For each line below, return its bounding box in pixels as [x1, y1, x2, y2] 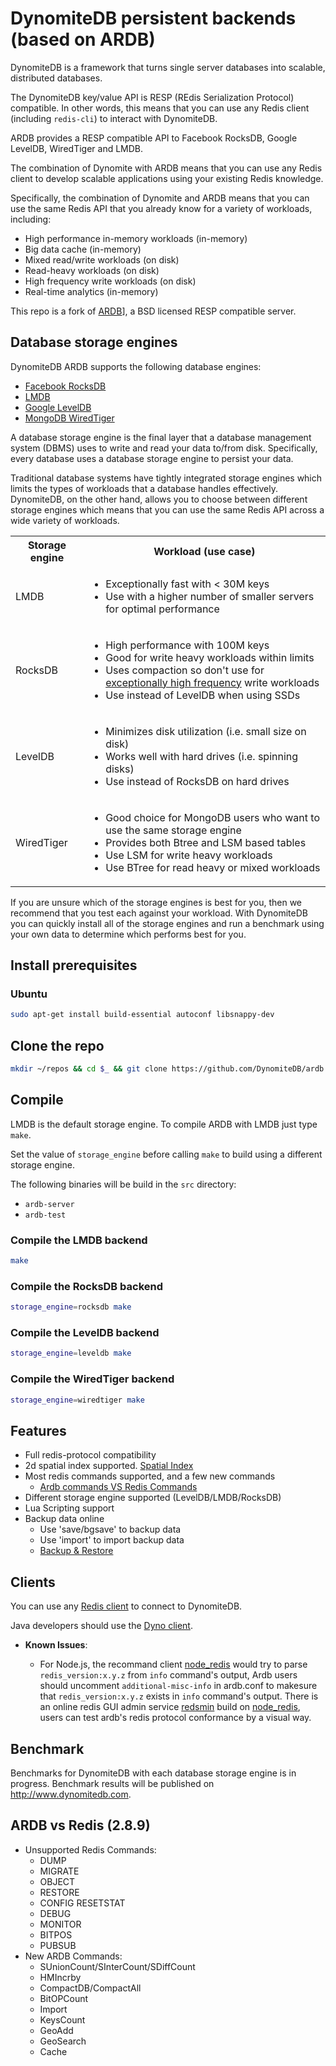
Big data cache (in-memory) [24, 243, 142, 255]
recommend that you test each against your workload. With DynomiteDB [10, 907, 308, 919]
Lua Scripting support [24, 1502, 115, 1514]
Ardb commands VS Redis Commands [39, 1481, 198, 1493]
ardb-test [24, 1210, 67, 1220]
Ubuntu [10, 987, 48, 1001]
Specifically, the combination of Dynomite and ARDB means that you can [10, 192, 310, 204]
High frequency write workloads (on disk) [24, 275, 197, 287]
